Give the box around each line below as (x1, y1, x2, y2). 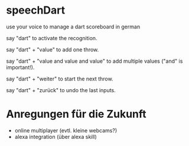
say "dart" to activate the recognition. (6, 34, 97, 41)
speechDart (6, 4, 66, 17)
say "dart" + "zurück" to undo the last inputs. (6, 86, 116, 93)
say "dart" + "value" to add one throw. (6, 46, 99, 53)
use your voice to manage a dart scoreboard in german (6, 23, 141, 30)
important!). (6, 63, 35, 71)
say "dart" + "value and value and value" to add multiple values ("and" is (6, 57, 183, 64)
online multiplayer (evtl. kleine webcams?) (14, 126, 118, 134)
